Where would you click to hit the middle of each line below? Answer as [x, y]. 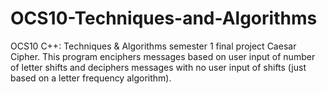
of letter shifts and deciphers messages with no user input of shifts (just [158, 67]
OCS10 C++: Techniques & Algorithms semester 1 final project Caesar [153, 46]
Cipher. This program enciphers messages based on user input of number [163, 56]
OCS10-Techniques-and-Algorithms [164, 18]
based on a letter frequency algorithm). [91, 78]
